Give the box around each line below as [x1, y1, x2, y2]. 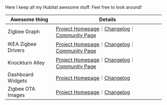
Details [99, 16, 116, 23]
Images [7, 92, 25, 99]
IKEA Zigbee [7, 41, 37, 47]
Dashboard [7, 71, 34, 78]
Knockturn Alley [7, 59, 45, 66]
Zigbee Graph [7, 28, 40, 35]
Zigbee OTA [7, 86, 36, 92]
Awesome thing [10, 16, 49, 23]
